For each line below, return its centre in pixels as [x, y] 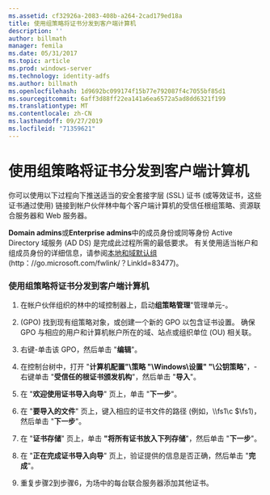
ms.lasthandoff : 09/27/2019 [56, 121]
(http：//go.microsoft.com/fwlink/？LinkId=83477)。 [96, 263]
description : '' [36, 31]
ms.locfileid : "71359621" [52, 129]
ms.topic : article [39, 61]
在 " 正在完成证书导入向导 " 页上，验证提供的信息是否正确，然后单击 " [134, 455]
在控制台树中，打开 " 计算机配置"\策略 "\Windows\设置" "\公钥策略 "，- [138, 366]
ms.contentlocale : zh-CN [50, 114]
